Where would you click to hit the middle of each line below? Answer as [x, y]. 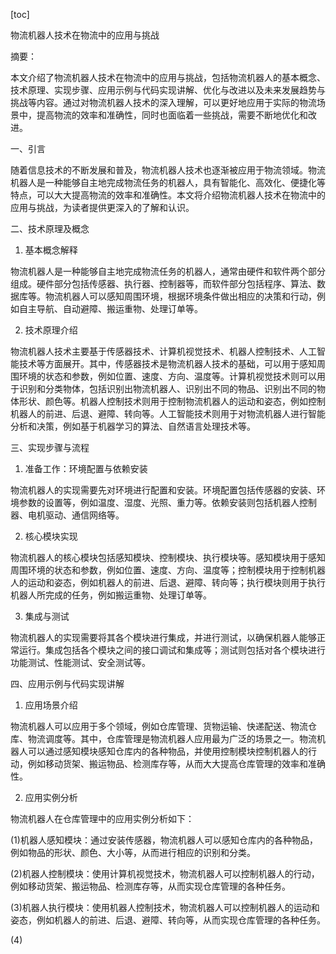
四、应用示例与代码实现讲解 [67, 683]
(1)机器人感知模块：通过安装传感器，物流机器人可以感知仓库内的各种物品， [164, 840]
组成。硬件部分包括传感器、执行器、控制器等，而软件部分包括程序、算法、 [163, 283]
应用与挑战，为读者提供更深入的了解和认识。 [102, 207]
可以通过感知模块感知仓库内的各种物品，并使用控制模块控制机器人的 [167, 751]
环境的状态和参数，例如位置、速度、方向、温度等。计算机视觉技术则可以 [167, 376]
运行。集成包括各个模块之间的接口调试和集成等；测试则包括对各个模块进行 [172, 650]
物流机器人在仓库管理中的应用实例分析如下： [102, 818]
